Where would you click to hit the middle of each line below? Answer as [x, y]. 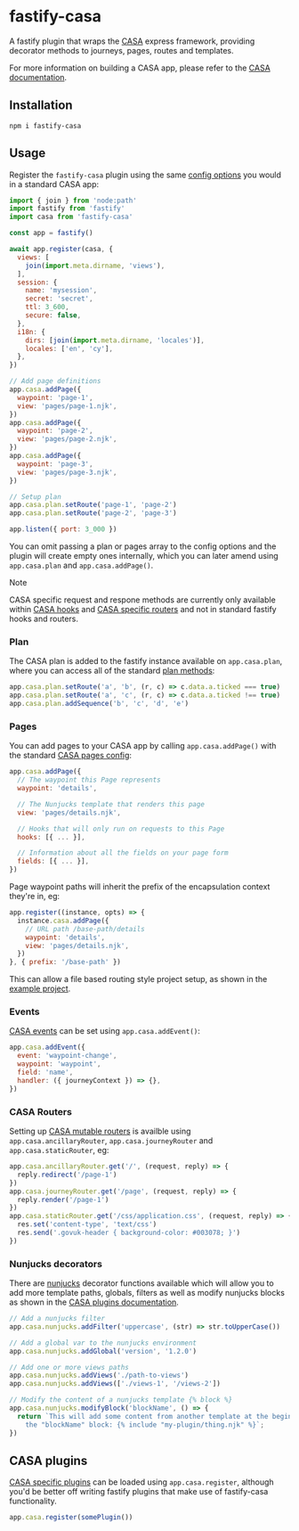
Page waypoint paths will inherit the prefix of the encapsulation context [140, 887]
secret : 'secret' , [59, 299]
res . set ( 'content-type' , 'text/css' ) [87, 1224]
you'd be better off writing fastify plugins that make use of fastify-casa [139, 1492]
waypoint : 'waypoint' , [59, 1064]
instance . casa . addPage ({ [63, 921]
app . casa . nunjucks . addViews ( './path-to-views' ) [99, 1375]
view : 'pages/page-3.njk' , [67, 472]
